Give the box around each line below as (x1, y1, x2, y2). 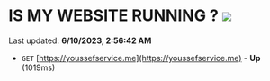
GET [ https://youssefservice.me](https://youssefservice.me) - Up (21, 52, 261, 63)
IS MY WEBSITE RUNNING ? (8, 5, 220, 26)
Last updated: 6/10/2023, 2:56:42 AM (8, 35, 152, 46)
